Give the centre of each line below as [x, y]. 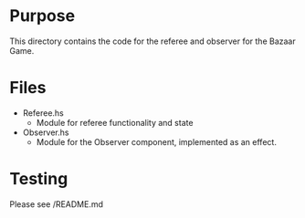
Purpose [42, 16]
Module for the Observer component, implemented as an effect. [156, 141]
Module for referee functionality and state [115, 122]
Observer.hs [46, 132]
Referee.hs [43, 113]
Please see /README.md [56, 204]
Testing [39, 179]
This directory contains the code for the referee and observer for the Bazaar [152, 41]
